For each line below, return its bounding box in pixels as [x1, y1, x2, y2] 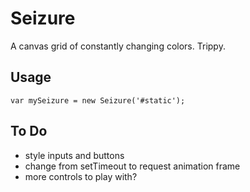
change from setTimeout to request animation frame [24, 160, 241, 172]
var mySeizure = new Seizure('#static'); [10, 95, 186, 106]
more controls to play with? [24, 170, 138, 182]
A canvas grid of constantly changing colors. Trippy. [10, 40, 226, 52]
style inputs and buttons [24, 149, 125, 161]
